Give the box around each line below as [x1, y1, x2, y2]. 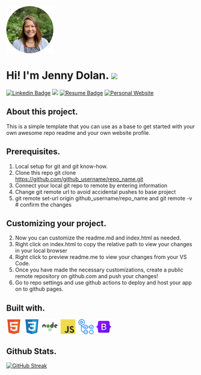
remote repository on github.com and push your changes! [14, 273, 158, 280]
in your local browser [14, 247, 68, 255]
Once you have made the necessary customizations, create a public [14, 266, 184, 273]
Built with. [6, 303, 45, 313]
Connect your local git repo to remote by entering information [14, 182, 167, 189]
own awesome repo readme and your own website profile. [6, 129, 150, 136]
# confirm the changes [14, 201, 72, 208]
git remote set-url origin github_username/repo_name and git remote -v [14, 194, 193, 202]
